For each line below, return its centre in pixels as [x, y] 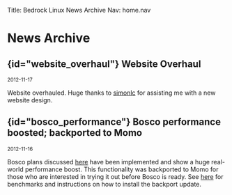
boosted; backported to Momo [75, 133]
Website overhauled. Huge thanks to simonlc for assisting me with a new [111, 93]
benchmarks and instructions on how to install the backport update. [105, 184]
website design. [30, 100]
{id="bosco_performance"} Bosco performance [114, 122]
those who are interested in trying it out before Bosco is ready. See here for [115, 176]
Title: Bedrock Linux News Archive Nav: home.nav [79, 10]
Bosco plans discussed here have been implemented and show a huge [109, 162]
